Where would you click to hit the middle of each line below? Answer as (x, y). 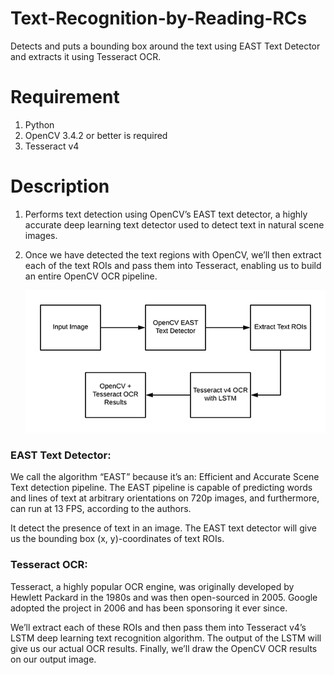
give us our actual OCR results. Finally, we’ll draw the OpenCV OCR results (164, 648)
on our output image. (53, 659)
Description (60, 186)
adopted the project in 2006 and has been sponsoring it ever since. (149, 608)
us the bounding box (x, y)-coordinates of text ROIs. (117, 539)
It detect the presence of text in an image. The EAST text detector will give (163, 528)
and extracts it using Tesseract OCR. (86, 56)
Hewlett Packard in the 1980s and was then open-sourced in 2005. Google (164, 597)
